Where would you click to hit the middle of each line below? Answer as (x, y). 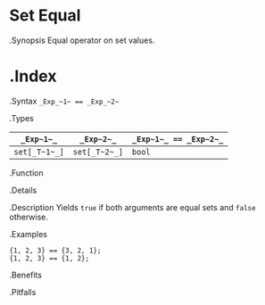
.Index (33, 76)
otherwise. (29, 217)
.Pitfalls (23, 292)
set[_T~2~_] (98, 152)
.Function (27, 173)
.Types (21, 118)
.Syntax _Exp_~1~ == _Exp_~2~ (64, 101)
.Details (23, 190)
